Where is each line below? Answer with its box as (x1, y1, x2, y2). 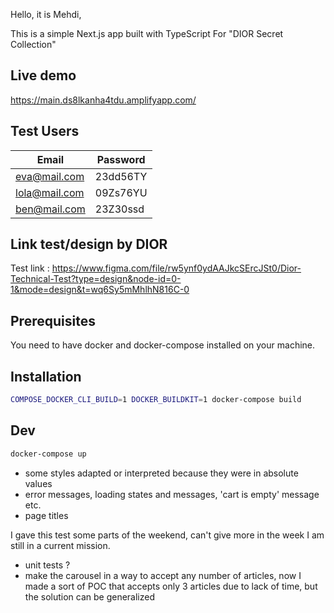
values (24, 477, 53, 489)
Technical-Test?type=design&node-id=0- (10, 273, 182, 285)
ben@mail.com (15, 202, 86, 216)
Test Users (10, 123, 80, 140)
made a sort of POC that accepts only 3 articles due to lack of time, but (24, 580, 318, 592)
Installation (10, 368, 82, 385)
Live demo (10, 67, 77, 84)
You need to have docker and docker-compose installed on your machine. (10, 339, 316, 351)
